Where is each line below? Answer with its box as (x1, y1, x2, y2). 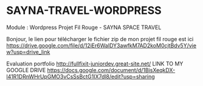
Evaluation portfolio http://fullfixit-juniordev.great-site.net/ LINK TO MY (6, 60, 184, 67)
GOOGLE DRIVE (6, 66, 46, 73)
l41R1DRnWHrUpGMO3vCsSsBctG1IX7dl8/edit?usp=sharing (6, 73, 155, 80)
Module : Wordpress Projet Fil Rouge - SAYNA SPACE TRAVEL (6, 24, 162, 31)
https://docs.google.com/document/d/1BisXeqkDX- (47, 66, 176, 73)
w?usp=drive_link (6, 48, 50, 55)
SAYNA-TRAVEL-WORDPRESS (6, 4, 162, 18)
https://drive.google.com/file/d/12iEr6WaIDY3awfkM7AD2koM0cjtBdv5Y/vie (6, 42, 196, 49)
